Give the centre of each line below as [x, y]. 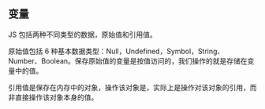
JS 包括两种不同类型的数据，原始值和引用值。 [82, 35]
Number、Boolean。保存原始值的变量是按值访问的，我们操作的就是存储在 [128, 60]
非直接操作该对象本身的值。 [53, 97]
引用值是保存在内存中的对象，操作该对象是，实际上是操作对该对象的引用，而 [132, 87]
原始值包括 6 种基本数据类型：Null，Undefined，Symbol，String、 [116, 51]
